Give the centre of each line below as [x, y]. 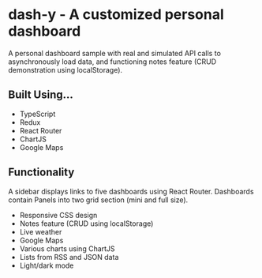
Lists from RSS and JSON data [69, 257]
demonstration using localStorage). [65, 69]
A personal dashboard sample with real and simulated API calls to [114, 53]
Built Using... [41, 95]
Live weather [41, 231]
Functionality [41, 173]
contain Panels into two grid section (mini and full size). [98, 200]
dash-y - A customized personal [116, 15]
